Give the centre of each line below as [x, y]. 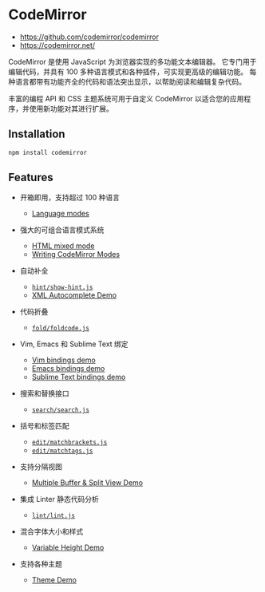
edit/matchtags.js [62, 451]
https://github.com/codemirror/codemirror [89, 37]
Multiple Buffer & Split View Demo [87, 483]
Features [31, 178]
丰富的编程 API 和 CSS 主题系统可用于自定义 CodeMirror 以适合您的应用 [126, 98]
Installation [37, 134]
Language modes [60, 214]
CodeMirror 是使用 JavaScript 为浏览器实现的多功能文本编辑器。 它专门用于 [132, 61]
